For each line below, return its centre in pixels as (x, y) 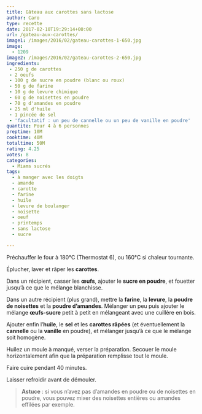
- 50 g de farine (31, 86)
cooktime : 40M (25, 138)
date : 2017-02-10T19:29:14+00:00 (49, 29)
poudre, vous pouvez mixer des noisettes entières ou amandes (101, 398)
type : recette (25, 23)
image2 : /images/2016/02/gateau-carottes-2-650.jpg (74, 58)
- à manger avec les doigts (48, 178)
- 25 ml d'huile (30, 109)
